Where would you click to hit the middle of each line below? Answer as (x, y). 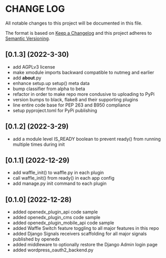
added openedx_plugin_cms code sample (56, 218)
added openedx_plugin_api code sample (55, 212)
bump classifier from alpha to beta (49, 89)
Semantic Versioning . (28, 38)
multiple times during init (39, 144)
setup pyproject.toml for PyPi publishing (55, 110)
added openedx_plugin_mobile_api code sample (63, 223)
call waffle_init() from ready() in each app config (64, 178)
